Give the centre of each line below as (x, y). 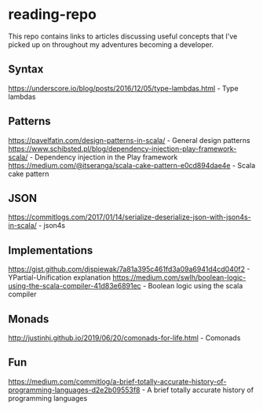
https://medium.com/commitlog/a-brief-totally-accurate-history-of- (117, 381)
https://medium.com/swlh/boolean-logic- (179, 277)
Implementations (51, 250)
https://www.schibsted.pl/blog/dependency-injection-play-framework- (122, 149)
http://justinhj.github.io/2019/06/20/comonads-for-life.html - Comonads (124, 338)
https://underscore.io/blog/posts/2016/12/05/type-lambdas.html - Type (123, 88)
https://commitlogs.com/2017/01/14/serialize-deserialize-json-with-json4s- (130, 217)
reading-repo (52, 15)
